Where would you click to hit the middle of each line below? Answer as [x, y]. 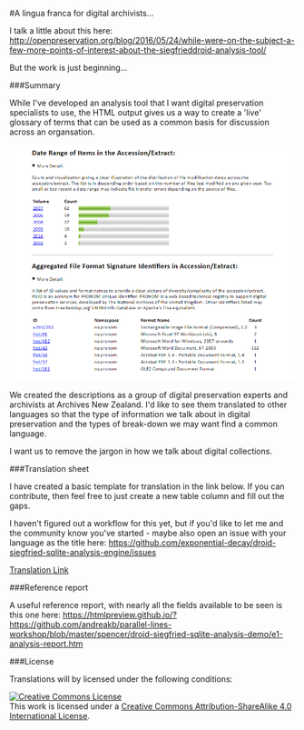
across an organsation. [52, 132]
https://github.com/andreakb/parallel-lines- [91, 624]
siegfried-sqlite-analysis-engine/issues [83, 552]
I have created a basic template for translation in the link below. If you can [147, 486]
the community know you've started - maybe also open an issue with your [148, 533]
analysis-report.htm [46, 644]
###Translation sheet [49, 468]
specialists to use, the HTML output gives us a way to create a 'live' [135, 112]
